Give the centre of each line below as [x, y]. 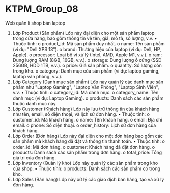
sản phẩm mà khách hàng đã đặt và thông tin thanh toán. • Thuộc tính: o [89, 141]
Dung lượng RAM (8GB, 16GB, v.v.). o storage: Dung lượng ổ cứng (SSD [87, 60]
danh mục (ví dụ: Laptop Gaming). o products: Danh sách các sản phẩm [88, 98]
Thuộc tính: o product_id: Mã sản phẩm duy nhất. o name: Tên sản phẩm [89, 43]
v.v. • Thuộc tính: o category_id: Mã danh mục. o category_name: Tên [86, 92]
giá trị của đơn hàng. [34, 158]
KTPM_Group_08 [42, 9]
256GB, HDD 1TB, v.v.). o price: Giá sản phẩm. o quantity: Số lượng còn [87, 65]
